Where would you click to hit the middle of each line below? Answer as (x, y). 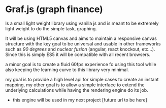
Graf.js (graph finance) (54, 9)
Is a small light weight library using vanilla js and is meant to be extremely (82, 23)
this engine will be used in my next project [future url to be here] (80, 100)
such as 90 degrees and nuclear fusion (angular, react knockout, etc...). (80, 49)
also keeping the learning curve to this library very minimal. (67, 70)
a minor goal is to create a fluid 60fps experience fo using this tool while (81, 64)
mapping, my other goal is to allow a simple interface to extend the (75, 85)
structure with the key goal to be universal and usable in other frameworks (83, 43)
